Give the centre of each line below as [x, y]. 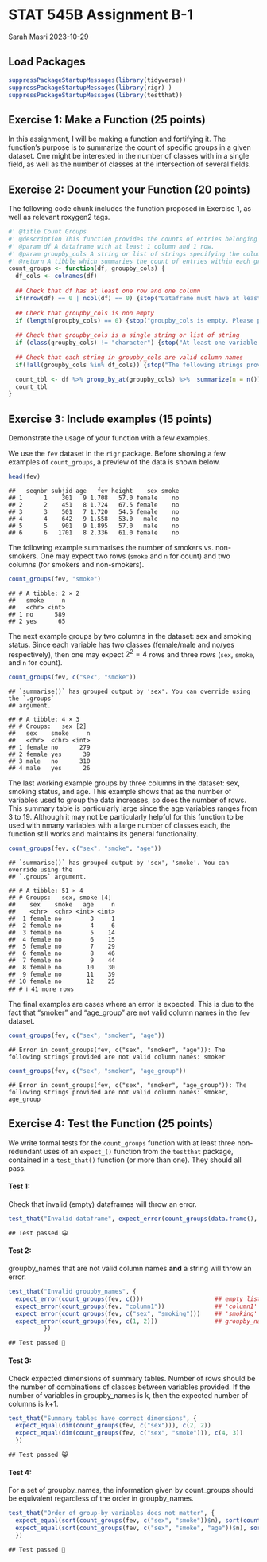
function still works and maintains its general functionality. [103, 834]
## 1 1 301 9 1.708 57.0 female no [94, 498]
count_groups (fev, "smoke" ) [55, 579]
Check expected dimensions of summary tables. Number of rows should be [132, 1378]
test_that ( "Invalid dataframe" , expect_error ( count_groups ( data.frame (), [133, 1219]
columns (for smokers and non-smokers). [76, 564]
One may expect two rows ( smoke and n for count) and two [135, 556]
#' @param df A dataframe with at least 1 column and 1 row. [112, 246]
